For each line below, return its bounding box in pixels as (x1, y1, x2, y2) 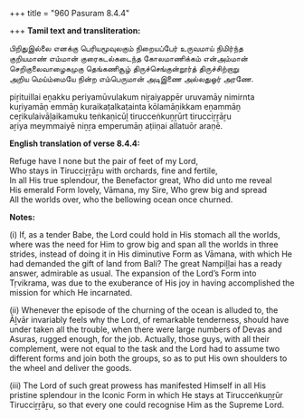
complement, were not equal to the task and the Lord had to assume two (9, 344, 280, 354)
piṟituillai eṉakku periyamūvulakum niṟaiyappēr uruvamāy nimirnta (9, 92, 255, 102)
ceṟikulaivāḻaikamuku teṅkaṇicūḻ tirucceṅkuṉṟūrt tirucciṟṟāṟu (9, 111, 233, 122)
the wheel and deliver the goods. (9, 363, 132, 373)
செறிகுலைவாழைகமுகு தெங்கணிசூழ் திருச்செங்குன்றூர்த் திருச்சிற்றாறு (9, 63, 240, 73)
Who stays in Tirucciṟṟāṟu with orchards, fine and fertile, (9, 165, 219, 176)
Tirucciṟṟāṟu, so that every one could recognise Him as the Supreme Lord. (9, 399, 285, 410)
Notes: (9, 212, 36, 222)
